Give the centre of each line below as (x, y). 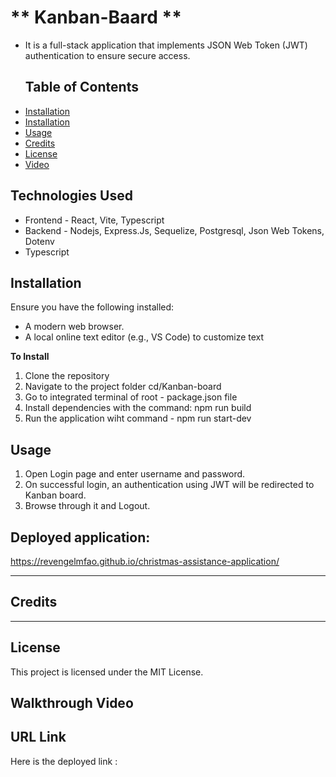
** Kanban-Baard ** (96, 17)
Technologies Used (71, 196)
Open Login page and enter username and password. (135, 474)
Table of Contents (81, 87)
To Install (30, 357)
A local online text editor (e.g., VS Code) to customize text (144, 337)
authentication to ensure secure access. (107, 55)
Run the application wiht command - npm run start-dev (138, 418)
